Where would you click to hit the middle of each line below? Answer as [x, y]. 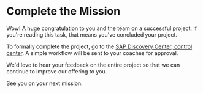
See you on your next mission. [44, 83]
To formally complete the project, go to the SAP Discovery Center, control [99, 46]
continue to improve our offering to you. [57, 71]
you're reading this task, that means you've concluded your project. [92, 34]
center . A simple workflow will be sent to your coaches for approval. [92, 53]
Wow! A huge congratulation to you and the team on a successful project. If [102, 28]
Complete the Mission [63, 11]
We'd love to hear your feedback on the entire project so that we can [93, 65]
